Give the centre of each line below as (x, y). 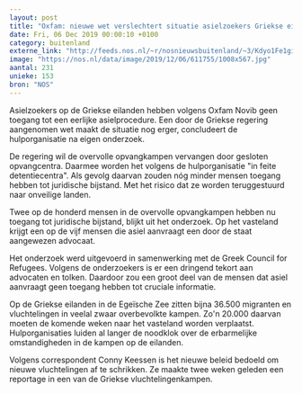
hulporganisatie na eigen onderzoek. (77, 138)
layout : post (34, 18)
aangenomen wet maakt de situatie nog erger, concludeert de (124, 129)
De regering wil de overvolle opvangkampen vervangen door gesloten (139, 156)
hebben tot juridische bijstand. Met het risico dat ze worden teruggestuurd (147, 184)
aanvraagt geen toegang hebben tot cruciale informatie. (113, 286)
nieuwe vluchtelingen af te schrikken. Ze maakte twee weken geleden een (147, 369)
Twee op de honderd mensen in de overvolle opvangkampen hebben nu (142, 211)
